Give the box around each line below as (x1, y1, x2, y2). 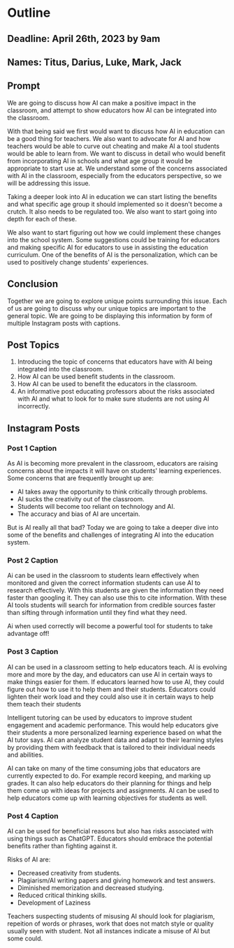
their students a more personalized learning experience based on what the (7, 728, 222, 736)
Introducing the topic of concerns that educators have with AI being (17, 357, 213, 366)
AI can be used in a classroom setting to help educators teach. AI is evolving (7, 662, 227, 671)
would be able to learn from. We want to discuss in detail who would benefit (7, 149, 226, 158)
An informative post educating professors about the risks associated (17, 387, 215, 396)
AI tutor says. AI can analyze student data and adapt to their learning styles (7, 735, 224, 744)
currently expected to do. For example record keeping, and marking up (7, 771, 211, 780)
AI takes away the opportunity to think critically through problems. (17, 487, 208, 496)
